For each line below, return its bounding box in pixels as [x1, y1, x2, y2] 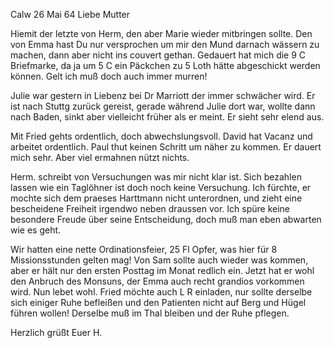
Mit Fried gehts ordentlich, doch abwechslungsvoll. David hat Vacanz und [10, 130, 313, 142]
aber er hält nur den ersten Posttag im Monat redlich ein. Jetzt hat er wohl [10, 265, 315, 276]
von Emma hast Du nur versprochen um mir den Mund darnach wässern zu [10, 39, 320, 50]
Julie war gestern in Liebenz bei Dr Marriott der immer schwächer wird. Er [10, 90, 316, 101]
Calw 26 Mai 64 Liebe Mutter [10, 9, 131, 20]
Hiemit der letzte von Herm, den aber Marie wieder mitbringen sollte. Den [10, 28, 313, 39]
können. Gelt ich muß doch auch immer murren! [10, 70, 208, 82]
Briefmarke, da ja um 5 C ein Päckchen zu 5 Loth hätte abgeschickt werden [10, 60, 321, 71]
